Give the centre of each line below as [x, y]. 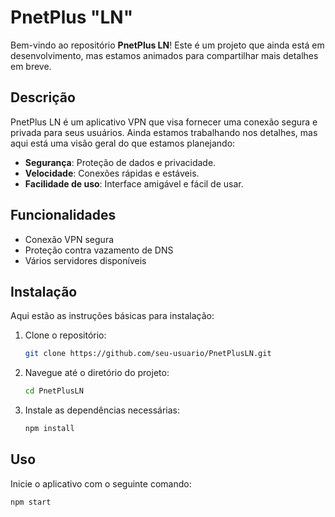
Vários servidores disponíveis [85, 260]
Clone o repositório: [65, 335]
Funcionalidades [63, 215]
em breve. [31, 66]
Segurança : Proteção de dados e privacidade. [120, 162]
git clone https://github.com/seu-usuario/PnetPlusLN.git [148, 354]
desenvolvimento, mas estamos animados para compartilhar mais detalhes [164, 55]
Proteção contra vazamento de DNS [99, 250]
